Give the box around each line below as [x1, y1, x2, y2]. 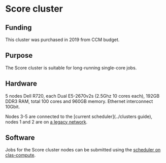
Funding [5, 23, 32, 32]
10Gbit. [5, 103, 20, 109]
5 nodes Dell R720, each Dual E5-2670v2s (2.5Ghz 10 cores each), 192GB [5, 93, 160, 99]
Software [5, 134, 35, 142]
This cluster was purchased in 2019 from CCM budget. [5, 36, 120, 43]
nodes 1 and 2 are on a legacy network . [5, 118, 88, 125]
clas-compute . [5, 152, 36, 158]
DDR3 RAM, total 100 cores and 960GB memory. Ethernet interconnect [5, 98, 153, 104]
